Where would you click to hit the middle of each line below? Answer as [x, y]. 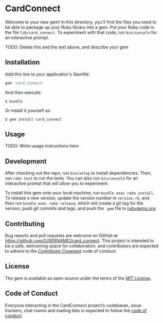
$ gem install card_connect [34, 119]
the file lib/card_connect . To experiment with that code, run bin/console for [81, 32]
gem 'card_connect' [25, 83]
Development [26, 161]
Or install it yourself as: [28, 110]
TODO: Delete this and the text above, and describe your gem [67, 47]
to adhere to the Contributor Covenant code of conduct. [61, 251]
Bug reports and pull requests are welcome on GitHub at [62, 236]
